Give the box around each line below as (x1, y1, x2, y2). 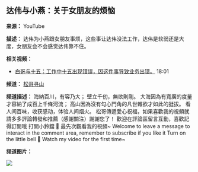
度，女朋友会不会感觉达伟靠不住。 (6, 42, 90, 49)
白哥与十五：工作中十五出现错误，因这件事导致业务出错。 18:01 (14, 68, 169, 75)
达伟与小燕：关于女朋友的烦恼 (6, 5, 116, 16)
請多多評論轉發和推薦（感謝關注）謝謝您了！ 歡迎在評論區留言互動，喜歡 (6, 115, 184, 122)
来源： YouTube (6, 23, 45, 30)
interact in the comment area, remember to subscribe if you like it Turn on (6, 129, 186, 136)
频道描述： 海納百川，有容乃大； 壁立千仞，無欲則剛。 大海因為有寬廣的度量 (6, 93, 193, 100)
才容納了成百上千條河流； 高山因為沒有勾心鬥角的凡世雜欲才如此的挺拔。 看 (6, 100, 191, 107)
